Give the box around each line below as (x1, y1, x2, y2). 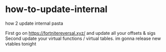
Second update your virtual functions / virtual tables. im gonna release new (5, 35, 161, 41)
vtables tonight (5, 40, 36, 46)
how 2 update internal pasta (5, 20, 63, 26)
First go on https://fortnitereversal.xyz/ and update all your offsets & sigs (5, 30, 156, 36)
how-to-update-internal (5, 4, 108, 15)
